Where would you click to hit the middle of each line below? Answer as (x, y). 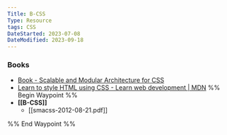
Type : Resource (30, 20)
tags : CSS (22, 27)
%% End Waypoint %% (41, 124)
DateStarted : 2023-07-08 (44, 34)
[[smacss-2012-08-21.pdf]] (68, 110)
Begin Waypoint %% (47, 95)
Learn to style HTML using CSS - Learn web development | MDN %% (119, 88)
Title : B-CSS (27, 14)
